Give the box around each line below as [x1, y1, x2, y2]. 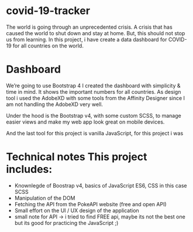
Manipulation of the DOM [14, 195, 75, 202]
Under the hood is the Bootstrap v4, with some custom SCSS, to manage [6, 112, 181, 119]
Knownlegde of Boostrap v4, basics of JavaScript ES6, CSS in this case [14, 182, 187, 189]
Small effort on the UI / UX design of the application [14, 207, 139, 214]
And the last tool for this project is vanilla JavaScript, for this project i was [6, 129, 184, 137]
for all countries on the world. [12, 42, 84, 49]
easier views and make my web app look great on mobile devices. [6, 118, 165, 125]
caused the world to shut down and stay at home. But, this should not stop [6, 29, 185, 36]
